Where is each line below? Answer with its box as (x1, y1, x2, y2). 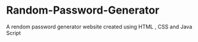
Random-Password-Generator (6, 4, 160, 17)
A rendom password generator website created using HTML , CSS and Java (6, 23, 193, 30)
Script (6, 29, 21, 36)
